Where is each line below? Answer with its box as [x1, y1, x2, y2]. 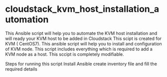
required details [5, 66, 37, 72]
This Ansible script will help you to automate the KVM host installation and [5, 30, 158, 36]
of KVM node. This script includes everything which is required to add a [5, 46, 153, 52]
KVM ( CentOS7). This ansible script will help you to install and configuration [5, 40, 162, 46]
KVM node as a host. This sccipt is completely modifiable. [5, 51, 125, 57]
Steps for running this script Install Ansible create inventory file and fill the [5, 61, 157, 67]
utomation [5, 14, 49, 25]
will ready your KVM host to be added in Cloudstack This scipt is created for [5, 36, 162, 41]
